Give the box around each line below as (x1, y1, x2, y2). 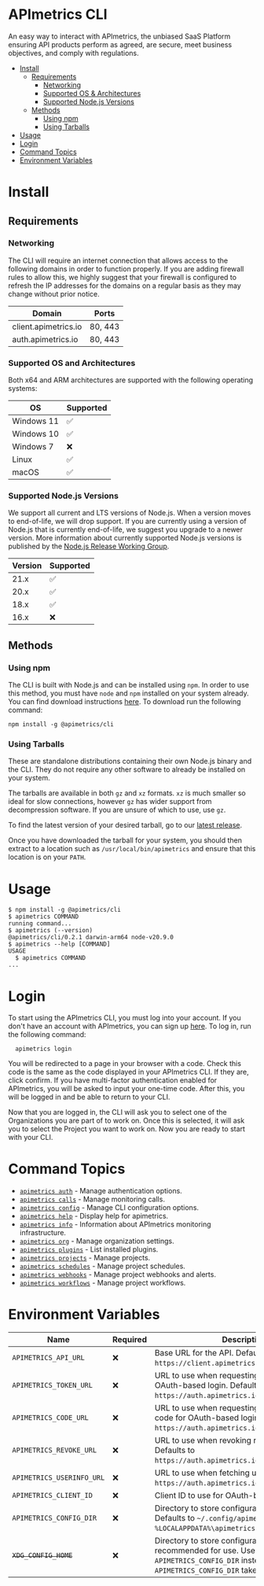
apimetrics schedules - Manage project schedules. (19, 1261, 186, 1271)
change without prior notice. (8, 289, 100, 298)
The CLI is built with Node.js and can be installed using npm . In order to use (8, 681, 250, 690)
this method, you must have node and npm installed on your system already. (8, 688, 249, 698)
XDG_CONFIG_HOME (12, 1551, 73, 1560)
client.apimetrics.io (12, 321, 82, 332)
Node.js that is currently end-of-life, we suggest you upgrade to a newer (8, 525, 244, 534)
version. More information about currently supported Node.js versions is (8, 533, 242, 543)
